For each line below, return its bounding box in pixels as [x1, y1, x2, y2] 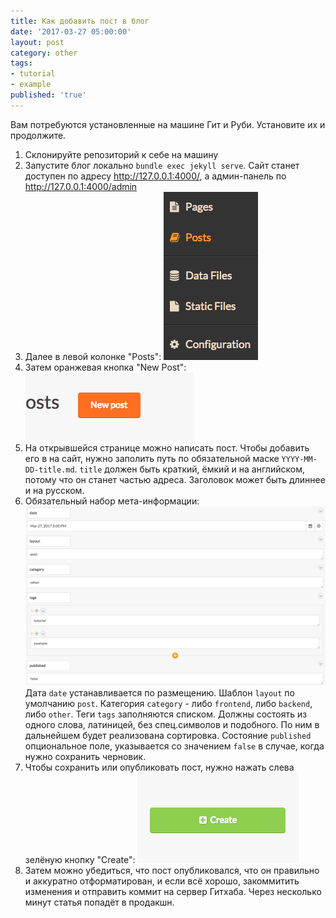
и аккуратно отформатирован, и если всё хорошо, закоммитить [24, 875, 300, 887]
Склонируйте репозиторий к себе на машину [24, 148, 219, 160]
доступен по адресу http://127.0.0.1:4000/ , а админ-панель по [24, 170, 287, 182]
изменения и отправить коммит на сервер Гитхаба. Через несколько [24, 886, 322, 898]
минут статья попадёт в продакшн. [24, 896, 175, 909]
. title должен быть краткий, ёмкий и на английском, [74, 463, 305, 475]
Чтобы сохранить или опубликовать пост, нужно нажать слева [24, 761, 295, 774]
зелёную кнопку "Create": [24, 854, 136, 866]
